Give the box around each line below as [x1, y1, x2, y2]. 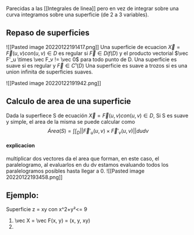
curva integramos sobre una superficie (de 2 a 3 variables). [6, 11, 149, 18]
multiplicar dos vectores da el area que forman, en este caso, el [6, 155, 160, 162]
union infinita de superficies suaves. [6, 68, 93, 75]
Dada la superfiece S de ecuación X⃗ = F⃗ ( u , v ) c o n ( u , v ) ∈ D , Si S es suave [6, 112, 189, 119]
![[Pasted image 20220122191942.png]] [6, 79, 101, 86]
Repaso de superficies [6, 28, 90, 38]
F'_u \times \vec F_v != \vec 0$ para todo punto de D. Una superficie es [6, 55, 177, 63]
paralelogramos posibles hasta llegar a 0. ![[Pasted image [6, 167, 145, 174]
